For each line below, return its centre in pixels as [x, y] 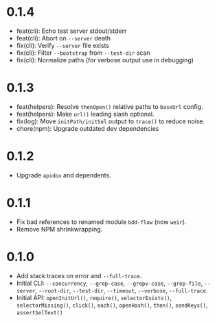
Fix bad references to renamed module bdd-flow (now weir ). [101, 222]
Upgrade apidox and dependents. [64, 175]
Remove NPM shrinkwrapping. [59, 229]
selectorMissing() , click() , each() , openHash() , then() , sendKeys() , [112, 305]
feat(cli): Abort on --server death [64, 38]
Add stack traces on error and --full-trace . [79, 275]
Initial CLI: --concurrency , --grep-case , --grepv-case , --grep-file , [110, 283]
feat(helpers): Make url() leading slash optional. [85, 114]
